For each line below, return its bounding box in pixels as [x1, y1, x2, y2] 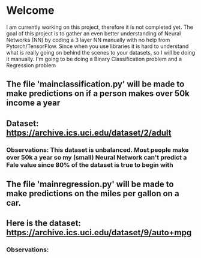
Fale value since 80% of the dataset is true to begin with [6, 160, 173, 169]
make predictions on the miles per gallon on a [6, 188, 179, 199]
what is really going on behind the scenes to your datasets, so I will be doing [6, 49, 196, 56]
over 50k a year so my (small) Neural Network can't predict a [6, 153, 187, 161]
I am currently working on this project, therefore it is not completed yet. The [6, 23, 194, 31]
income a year [6, 98, 61, 108]
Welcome [6, 4, 55, 17]
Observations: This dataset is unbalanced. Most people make [6, 145, 189, 154]
